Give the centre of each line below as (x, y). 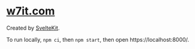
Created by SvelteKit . (33, 28)
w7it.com (31, 11)
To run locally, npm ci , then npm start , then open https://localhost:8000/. (98, 39)
